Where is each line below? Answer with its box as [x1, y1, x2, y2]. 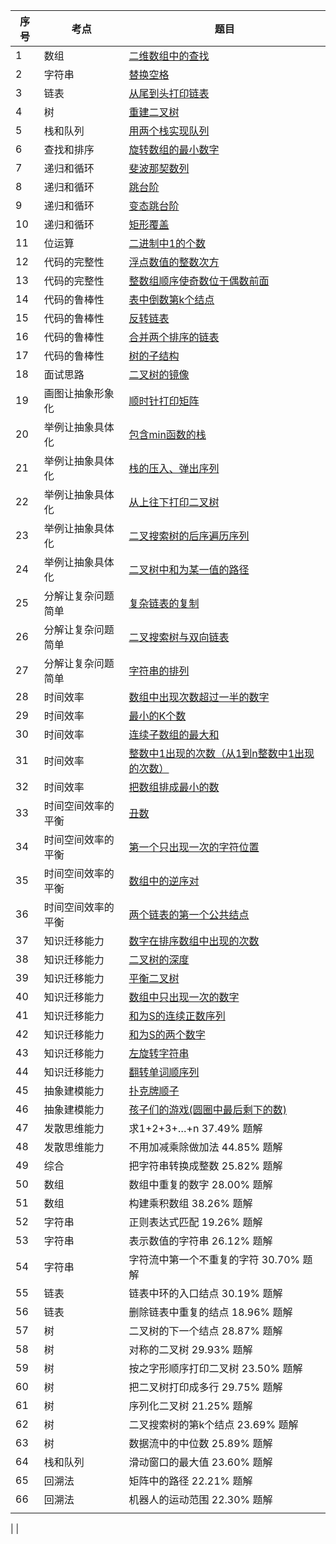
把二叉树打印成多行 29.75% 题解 [128, 1380, 283, 1394]
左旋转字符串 [128, 1047, 190, 1060]
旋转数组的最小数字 [128, 143, 220, 156]
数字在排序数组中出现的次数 [128, 934, 260, 948]
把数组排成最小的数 [128, 780, 220, 794]
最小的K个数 [128, 709, 187, 723]
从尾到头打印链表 [128, 87, 210, 100]
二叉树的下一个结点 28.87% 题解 [128, 1324, 283, 1338]
